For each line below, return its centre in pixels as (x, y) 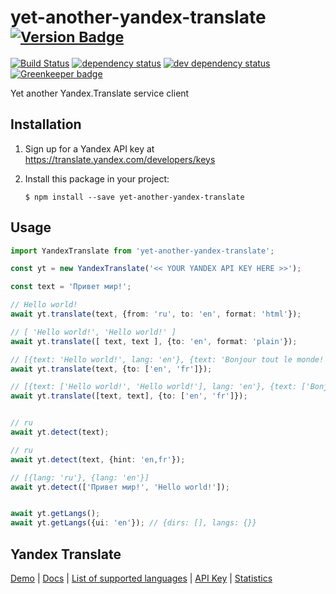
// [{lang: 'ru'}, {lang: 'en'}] (80, 477)
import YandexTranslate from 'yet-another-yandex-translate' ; (142, 251)
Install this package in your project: (97, 178)
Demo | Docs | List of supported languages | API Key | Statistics (141, 578)
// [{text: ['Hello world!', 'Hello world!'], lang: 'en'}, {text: (154, 387)
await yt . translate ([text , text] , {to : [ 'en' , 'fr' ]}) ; (129, 396)
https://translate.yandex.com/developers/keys (120, 159)
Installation (46, 124)
